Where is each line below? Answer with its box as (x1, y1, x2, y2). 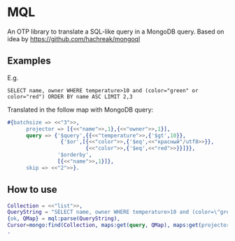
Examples (7, 55, 51, 67)
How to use (7, 184, 57, 196)
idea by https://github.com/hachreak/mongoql (7, 34, 141, 43)
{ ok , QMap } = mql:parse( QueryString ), (7, 215, 120, 222)
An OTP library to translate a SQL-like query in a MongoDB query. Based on (7, 27, 225, 36)
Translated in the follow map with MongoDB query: (7, 105, 154, 114)
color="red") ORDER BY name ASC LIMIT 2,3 (7, 93, 133, 100)
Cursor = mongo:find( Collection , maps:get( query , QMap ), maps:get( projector (7, 221, 230, 229)
